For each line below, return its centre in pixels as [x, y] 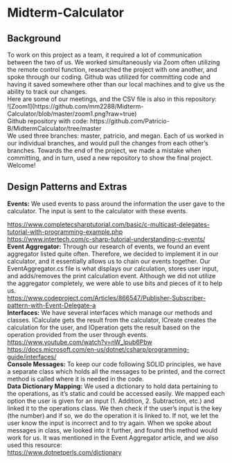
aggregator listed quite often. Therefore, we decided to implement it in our [113, 253]
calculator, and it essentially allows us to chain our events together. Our [109, 261]
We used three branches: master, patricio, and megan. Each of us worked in [115, 136]
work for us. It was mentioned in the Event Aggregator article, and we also [113, 437]
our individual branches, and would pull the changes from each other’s [108, 143]
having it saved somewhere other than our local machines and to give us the [116, 84]
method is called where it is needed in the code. [75, 379]
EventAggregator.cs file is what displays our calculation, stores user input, [113, 269]
